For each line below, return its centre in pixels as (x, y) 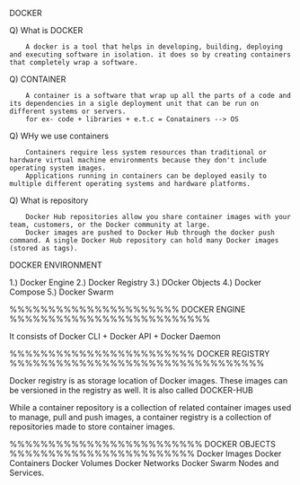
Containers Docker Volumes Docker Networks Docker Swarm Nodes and (144, 463)
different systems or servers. (68, 111)
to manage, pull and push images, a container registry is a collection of (141, 417)
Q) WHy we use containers (59, 136)
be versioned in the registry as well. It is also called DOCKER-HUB (132, 390)
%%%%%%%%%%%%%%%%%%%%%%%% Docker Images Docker (146, 454)
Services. (27, 472)
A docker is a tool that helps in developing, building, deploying (154, 47)
